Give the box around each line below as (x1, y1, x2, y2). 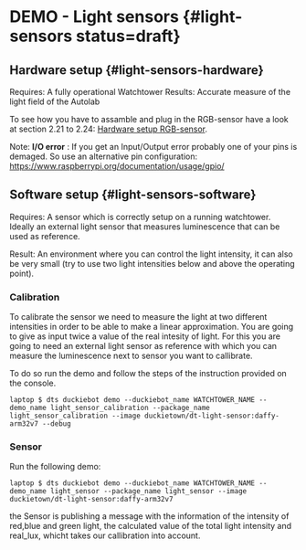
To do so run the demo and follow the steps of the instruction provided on (9, 368, 288, 379)
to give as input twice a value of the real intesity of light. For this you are (9, 331, 281, 342)
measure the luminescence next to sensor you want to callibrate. (9, 350, 253, 362)
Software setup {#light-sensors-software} (9, 187, 257, 203)
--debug (42, 419, 71, 428)
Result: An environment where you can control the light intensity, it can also (9, 249, 294, 259)
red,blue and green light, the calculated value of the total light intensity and (9, 521, 292, 532)
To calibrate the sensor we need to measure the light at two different (9, 312, 268, 323)
